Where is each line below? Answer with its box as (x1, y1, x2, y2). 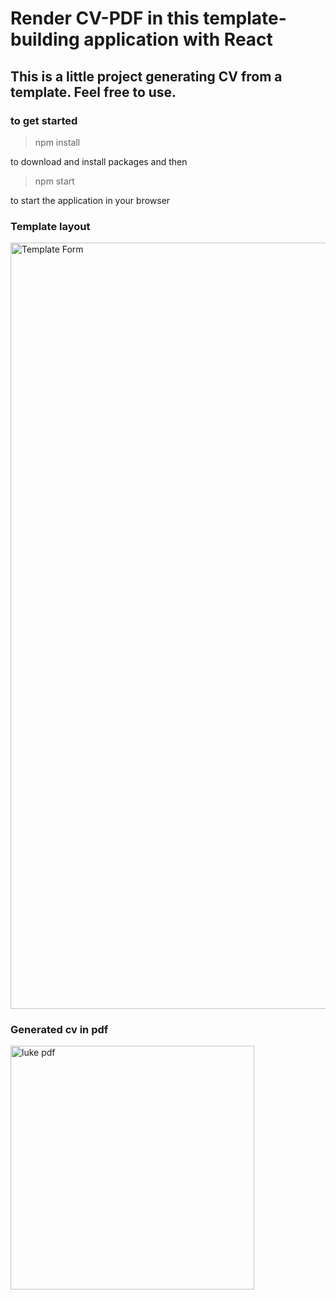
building (10, 28, 80, 51)
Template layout (10, 219, 91, 233)
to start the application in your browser (10, 194, 171, 206)
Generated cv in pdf (10, 1023, 109, 1037)
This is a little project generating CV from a (10, 68, 283, 85)
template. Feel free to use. (10, 83, 177, 101)
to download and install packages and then (10, 155, 188, 167)
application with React (83, 28, 273, 51)
